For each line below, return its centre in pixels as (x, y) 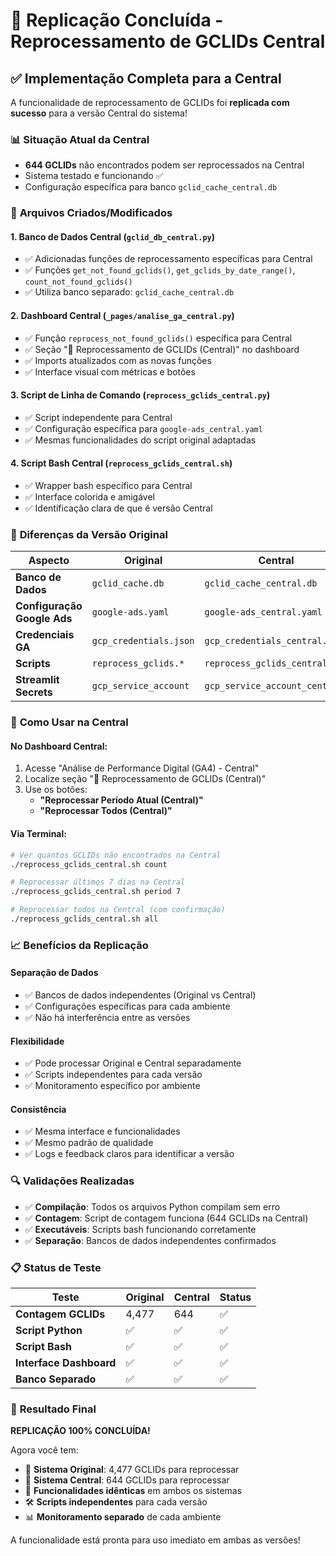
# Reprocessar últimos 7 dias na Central (98, 882)
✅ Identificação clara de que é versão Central (118, 508)
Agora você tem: (44, 1450)
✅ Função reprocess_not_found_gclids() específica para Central (158, 338)
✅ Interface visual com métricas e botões (110, 371)
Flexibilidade (37, 1041)
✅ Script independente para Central (98, 417)
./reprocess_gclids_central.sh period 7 (96, 892)
